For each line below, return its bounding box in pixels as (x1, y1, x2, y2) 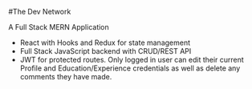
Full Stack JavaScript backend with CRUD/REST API (19, 47, 192, 55)
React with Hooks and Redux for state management (19, 38, 191, 47)
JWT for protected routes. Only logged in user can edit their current (19, 55, 245, 64)
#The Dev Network (8, 7, 71, 16)
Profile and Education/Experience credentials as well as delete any (19, 63, 241, 73)
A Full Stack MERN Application (8, 22, 110, 31)
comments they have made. (19, 72, 112, 81)
